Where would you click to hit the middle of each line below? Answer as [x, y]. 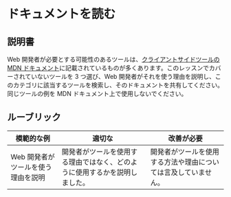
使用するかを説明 [103, 172]
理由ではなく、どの [100, 162]
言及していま [185, 172]
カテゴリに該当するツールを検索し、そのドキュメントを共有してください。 [118, 85]
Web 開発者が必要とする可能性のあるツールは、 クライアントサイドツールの [113, 59]
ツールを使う [32, 167]
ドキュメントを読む [62, 14]
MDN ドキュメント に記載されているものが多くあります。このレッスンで [108, 68]
